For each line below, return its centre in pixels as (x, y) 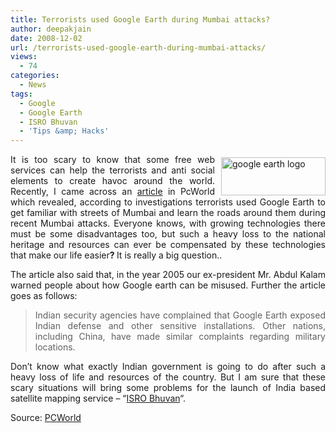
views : (24, 57)
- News (33, 85)
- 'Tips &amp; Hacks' (64, 131)
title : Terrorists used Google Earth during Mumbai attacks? (140, 19)
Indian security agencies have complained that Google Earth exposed (180, 315)
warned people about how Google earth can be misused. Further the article (168, 285)
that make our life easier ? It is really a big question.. (116, 255)
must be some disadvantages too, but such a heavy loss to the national (168, 234)
